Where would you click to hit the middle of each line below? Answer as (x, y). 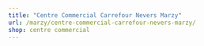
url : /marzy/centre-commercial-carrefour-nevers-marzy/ (102, 23)
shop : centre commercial (49, 30)
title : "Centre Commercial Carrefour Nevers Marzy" (95, 15)
